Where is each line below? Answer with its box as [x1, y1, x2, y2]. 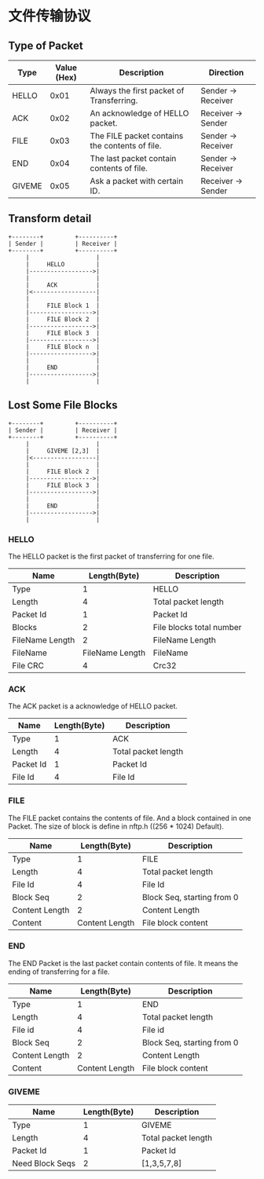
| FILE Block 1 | [25, 302, 101, 309]
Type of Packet [8, 38, 84, 52]
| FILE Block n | [25, 342, 101, 350]
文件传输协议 [8, 7, 92, 25]
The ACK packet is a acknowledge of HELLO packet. [8, 701, 178, 711]
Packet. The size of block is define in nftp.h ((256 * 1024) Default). [8, 822, 224, 831]
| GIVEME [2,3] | [25, 447, 101, 455]
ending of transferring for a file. [8, 967, 110, 976]
